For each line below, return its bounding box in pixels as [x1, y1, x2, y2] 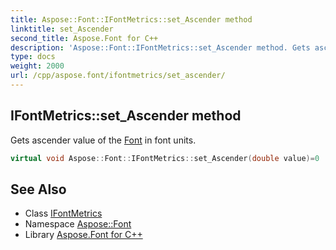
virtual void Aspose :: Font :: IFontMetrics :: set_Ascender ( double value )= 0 [10, 153, 320, 163]
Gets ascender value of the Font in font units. [10, 134, 197, 146]
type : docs [10, 52, 56, 62]
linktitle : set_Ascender [10, 24, 114, 34]
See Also [10, 181, 67, 198]
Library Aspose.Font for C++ [24, 229, 143, 241]
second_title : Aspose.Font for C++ [10, 33, 159, 43]
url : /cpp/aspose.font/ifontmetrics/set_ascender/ [10, 71, 226, 81]
